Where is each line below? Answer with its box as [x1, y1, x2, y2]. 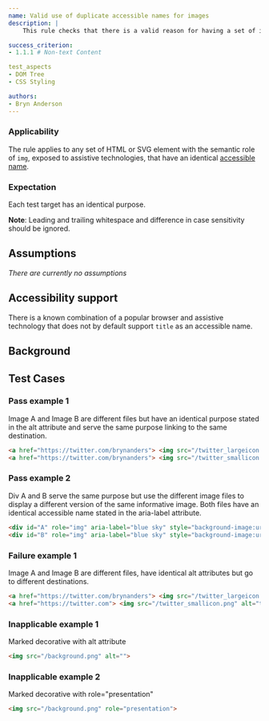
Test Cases [8, 372, 66, 385]
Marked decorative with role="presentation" [8, 690, 154, 699]
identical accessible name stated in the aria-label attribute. [8, 508, 202, 518]
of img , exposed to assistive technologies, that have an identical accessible [8, 153, 256, 163]
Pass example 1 [8, 396, 70, 407]
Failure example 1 [8, 550, 78, 561]
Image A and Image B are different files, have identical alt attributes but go [8, 568, 254, 578]
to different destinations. [8, 576, 90, 586]
